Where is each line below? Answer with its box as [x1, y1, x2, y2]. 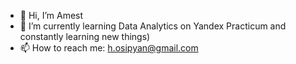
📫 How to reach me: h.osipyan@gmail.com [19, 42, 199, 54]
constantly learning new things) [19, 31, 151, 42]
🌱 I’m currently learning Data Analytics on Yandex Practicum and [19, 20, 287, 32]
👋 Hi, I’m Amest [19, 10, 84, 21]
